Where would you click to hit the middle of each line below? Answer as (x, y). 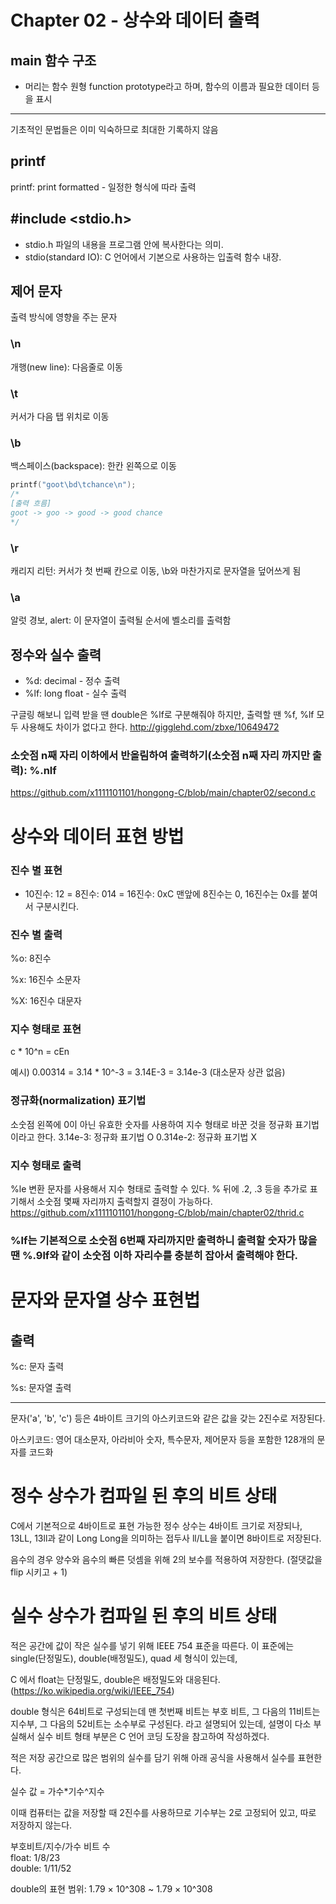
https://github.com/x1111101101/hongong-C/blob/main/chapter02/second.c (163, 793)
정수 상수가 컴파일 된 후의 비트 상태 (144, 1496)
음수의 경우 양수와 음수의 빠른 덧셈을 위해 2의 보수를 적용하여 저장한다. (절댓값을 (166, 1559)
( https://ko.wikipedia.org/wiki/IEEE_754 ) (92, 1690)
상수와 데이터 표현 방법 (97, 836)
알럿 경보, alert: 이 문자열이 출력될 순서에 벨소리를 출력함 (121, 620)
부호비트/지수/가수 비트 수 (60, 1846)
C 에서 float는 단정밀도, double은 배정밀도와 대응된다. (115, 1679)
